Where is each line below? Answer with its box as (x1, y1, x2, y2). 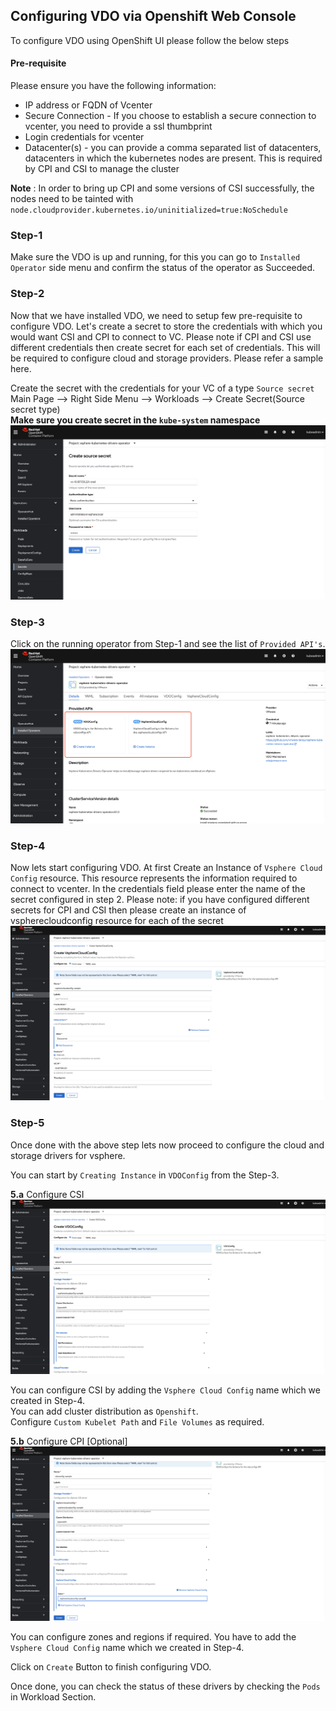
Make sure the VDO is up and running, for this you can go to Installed (10, 251, 301, 263)
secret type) (10, 403, 61, 415)
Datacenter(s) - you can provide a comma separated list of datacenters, (24, 142, 322, 154)
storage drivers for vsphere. (10, 1149, 126, 1161)
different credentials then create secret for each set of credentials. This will (10, 341, 321, 353)
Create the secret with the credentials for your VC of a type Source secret (10, 382, 315, 394)
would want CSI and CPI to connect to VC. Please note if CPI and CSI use (10, 330, 312, 343)
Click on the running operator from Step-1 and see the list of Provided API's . (10, 637, 326, 649)
